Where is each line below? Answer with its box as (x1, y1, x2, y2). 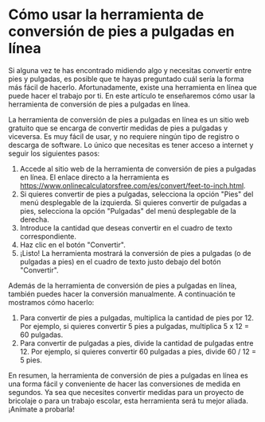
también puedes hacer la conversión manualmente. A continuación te (8, 288, 236, 299)
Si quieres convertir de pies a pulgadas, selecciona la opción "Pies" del (19, 189, 254, 199)
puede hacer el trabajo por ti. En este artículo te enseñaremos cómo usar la (8, 91, 255, 100)
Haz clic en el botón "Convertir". (19, 240, 126, 250)
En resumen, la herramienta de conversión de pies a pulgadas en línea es (8, 370, 248, 380)
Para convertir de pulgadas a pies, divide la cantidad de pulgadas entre (19, 338, 254, 347)
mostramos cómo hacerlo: (8, 297, 95, 307)
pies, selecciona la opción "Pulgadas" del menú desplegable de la (19, 206, 236, 215)
